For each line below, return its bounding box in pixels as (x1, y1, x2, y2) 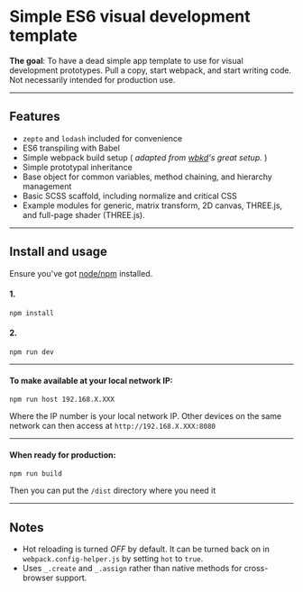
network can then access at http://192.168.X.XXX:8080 (9, 421, 216, 432)
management (22, 180, 72, 191)
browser (22, 572, 54, 583)
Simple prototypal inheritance (22, 161, 133, 172)
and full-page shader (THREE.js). (22, 209, 146, 220)
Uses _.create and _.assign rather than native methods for (22, 563, 243, 574)
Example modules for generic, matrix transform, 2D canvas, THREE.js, (22, 200, 282, 211)
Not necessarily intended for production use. (9, 74, 176, 85)
